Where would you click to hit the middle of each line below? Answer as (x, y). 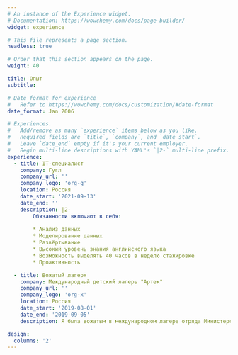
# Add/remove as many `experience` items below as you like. (103, 131)
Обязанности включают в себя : (77, 216)
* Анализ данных (57, 230)
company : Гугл (41, 170)
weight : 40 (23, 66)
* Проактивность (57, 262)
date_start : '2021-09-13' (58, 196)
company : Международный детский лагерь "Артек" (91, 282)
